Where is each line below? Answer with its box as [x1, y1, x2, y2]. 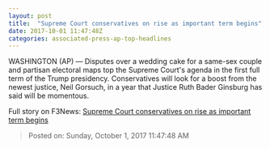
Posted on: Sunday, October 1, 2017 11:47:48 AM [27, 131, 190, 141]
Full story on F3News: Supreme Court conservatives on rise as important [8, 107, 251, 116]
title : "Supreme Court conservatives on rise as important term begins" [8, 19, 263, 27]
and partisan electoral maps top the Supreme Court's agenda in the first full [8, 66, 260, 75]
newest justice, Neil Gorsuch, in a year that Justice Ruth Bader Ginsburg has [8, 82, 263, 92]
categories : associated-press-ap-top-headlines [8, 34, 172, 43]
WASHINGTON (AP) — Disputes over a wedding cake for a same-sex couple [8, 57, 263, 66]
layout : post [8, 11, 53, 20]
